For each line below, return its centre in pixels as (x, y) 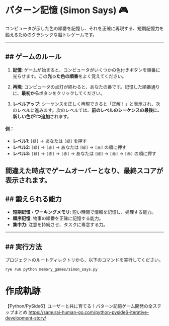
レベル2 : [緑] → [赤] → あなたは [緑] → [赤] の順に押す (69, 147)
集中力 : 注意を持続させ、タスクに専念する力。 (60, 225)
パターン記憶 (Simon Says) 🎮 (67, 10)
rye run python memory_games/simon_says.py (52, 269)
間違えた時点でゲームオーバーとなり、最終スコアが (84, 171)
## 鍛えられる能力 (33, 199)
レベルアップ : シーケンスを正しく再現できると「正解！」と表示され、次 (86, 104)
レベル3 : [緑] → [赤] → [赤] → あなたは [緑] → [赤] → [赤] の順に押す (84, 153)
